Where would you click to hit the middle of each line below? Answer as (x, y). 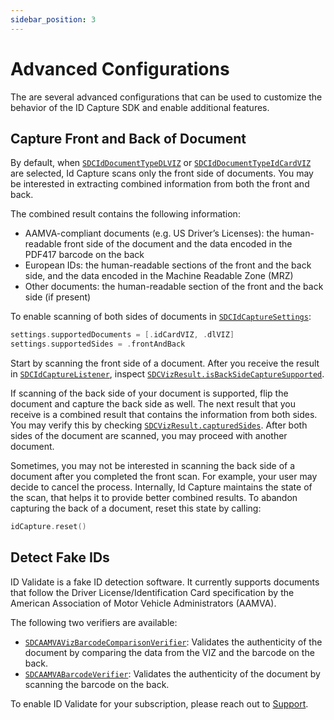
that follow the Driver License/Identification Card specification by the (152, 592)
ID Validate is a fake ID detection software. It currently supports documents (165, 582)
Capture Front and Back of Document (128, 138)
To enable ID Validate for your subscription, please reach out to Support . (159, 703)
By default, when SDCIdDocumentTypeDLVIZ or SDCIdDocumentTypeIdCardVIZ (161, 163)
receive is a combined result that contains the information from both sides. (164, 415)
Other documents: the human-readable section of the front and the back (174, 287)
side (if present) (58, 297)
